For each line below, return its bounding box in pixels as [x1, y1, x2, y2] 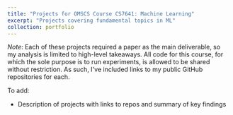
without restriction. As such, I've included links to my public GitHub [7, 65, 203, 74]
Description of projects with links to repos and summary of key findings [17, 100, 227, 109]
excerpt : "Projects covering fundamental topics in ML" [7, 17, 176, 24]
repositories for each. [7, 73, 70, 81]
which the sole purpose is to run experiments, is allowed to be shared [7, 58, 210, 66]
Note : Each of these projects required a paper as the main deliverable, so [7, 43, 221, 52]
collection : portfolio [7, 23, 74, 30]
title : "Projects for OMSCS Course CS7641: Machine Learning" [7, 10, 195, 18]
